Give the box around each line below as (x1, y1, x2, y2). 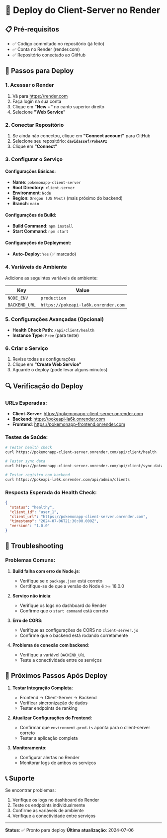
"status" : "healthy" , (9, 505, 55, 510)
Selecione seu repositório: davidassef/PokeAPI (12, 138, 108, 144)
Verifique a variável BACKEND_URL (19, 651, 85, 658)
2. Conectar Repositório (5, 121, 64, 128)
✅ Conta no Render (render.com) (12, 46, 81, 52)
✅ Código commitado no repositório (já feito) (12, 41, 105, 46)
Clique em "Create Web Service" (12, 361, 82, 367)
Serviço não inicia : (12, 592, 52, 598)
